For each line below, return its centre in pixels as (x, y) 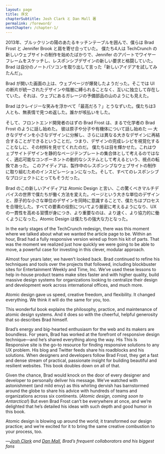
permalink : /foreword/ (29, 23)
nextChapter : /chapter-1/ (32, 28)
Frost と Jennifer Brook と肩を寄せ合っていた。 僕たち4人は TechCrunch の (81, 49)
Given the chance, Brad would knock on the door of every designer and (78, 375)
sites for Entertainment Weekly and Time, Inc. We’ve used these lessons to (81, 270)
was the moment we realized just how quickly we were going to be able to (80, 244)
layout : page (19, 10)
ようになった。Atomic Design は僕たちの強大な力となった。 (70, 219)
